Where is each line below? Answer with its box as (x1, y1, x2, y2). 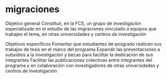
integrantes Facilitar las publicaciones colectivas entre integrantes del (5, 57, 152, 63)
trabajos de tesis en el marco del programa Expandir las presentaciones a (5, 46, 160, 52)
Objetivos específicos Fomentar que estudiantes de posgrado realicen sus (5, 41, 162, 47)
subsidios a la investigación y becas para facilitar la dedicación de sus (5, 52, 153, 58)
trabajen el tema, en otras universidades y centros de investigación (5, 31, 147, 37)
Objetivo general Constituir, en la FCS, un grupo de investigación (5, 20, 141, 26)
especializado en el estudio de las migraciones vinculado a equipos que (5, 25, 157, 31)
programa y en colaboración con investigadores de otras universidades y (5, 62, 159, 68)
